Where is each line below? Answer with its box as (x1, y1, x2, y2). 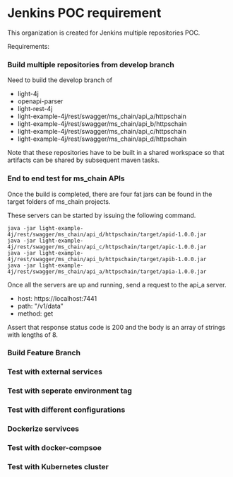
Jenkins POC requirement (7, 5, 162, 21)
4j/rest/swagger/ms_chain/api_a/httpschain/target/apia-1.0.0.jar (7, 268, 207, 275)
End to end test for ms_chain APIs (7, 173, 125, 183)
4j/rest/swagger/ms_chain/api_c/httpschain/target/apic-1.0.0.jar (7, 243, 207, 251)
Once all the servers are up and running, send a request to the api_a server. (7, 280, 227, 289)
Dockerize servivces (7, 424, 80, 434)
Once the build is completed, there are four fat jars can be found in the (7, 190, 213, 198)
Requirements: (7, 42, 49, 50)
